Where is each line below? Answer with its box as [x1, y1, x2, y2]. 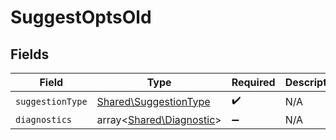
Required [231, 76, 276, 89]
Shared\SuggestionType [96, 94, 211, 108]
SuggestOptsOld [10, 6, 152, 29]
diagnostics [15, 114, 73, 125]
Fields [10, 46, 50, 63]
